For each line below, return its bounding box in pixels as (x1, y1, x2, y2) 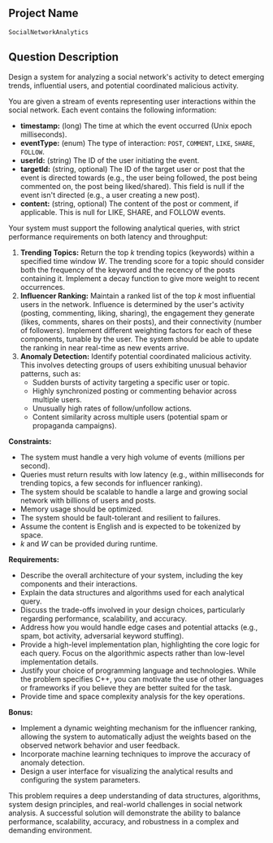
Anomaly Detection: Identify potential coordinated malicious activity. (19, 351, 252, 361)
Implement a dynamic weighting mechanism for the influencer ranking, (19, 722, 258, 732)
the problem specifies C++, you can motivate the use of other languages (19, 674, 264, 683)
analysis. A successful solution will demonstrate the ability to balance (8, 808, 241, 818)
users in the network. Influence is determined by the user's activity (19, 299, 245, 309)
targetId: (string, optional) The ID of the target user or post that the (19, 164, 245, 173)
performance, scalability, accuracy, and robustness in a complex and (8, 816, 240, 826)
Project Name (8, 7, 79, 20)
